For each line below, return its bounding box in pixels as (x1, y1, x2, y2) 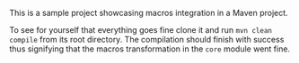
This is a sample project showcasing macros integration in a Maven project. (9, 8, 289, 18)
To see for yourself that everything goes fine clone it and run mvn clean (9, 25, 272, 35)
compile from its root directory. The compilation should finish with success (9, 35, 285, 44)
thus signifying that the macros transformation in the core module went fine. (9, 43, 290, 54)
